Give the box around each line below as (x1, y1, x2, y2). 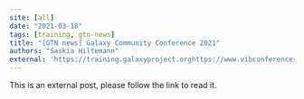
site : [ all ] (9, 13, 54, 22)
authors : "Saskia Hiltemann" (9, 47, 119, 56)
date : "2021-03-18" (9, 22, 83, 31)
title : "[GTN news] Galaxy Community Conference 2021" (9, 38, 221, 48)
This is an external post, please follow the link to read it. (9, 80, 217, 90)
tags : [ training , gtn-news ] (9, 30, 116, 39)
